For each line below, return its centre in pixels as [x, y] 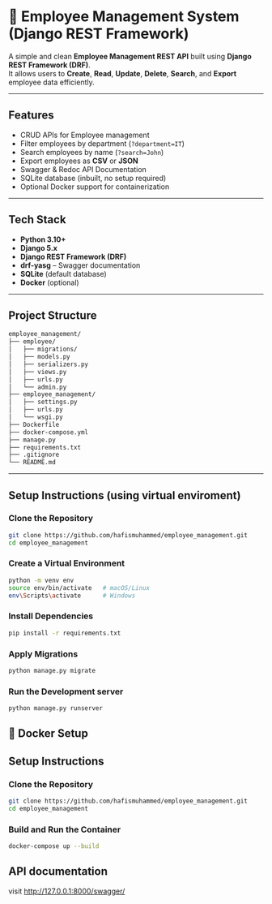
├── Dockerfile [34, 424]
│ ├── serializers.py [49, 364]
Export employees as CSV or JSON [79, 161]
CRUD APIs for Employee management [85, 135]
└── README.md [32, 463]
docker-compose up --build [54, 846]
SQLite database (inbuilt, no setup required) [93, 178]
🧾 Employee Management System [124, 17]
